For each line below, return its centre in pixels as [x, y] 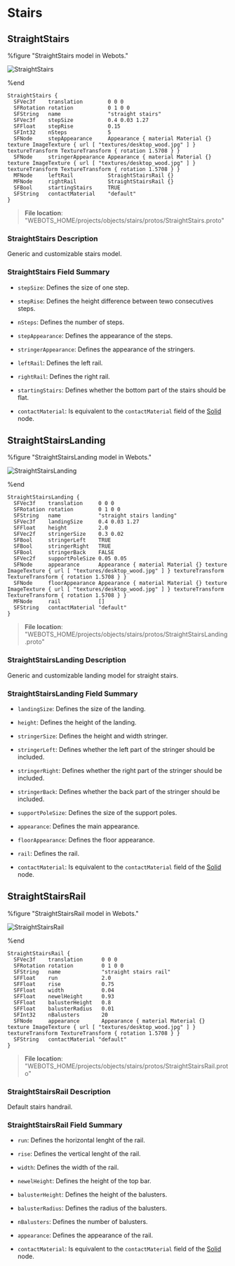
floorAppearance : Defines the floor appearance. [86, 840]
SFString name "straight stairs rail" [92, 972]
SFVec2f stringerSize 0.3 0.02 [69, 534]
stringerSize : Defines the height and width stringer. [93, 736]
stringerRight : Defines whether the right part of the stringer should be [120, 770]
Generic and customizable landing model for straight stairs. [93, 675]
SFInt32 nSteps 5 [62, 133]
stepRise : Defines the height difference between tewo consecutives [115, 301]
